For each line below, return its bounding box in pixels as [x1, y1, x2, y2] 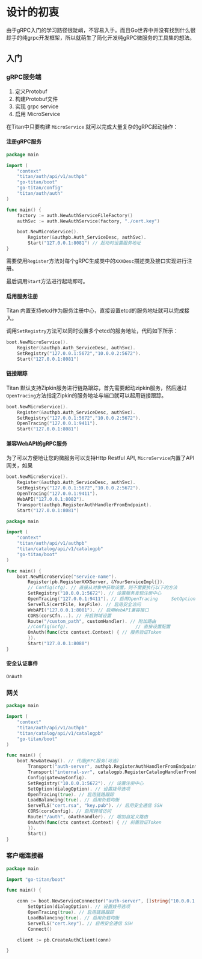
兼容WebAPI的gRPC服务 [6, 440, 67, 447]
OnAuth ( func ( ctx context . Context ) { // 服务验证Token [28, 630, 162, 636]
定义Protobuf [14, 88, 48, 95]
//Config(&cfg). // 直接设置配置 [28, 624, 171, 630]
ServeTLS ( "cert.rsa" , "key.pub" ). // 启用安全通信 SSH [28, 803, 163, 809]
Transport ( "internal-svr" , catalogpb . [28, 769, 125, 776]
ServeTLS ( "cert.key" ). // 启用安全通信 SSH [28, 921, 133, 927]
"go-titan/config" [17, 185, 63, 191]
